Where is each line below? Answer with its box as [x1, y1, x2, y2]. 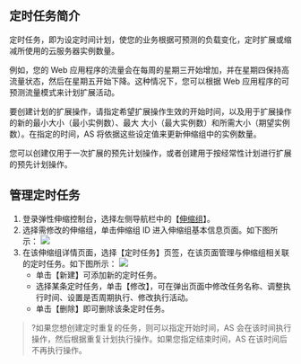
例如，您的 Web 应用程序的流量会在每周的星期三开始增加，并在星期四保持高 [9, 64, 289, 75]
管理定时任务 [9, 188, 81, 203]
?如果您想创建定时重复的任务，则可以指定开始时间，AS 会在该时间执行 [30, 322, 292, 333]
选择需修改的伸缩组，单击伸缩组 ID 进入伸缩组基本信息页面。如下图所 [21, 224, 279, 235]
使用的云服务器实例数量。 [24, 45, 119, 56]
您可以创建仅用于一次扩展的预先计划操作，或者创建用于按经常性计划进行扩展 [9, 147, 292, 158]
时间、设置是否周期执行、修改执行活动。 [43, 291, 193, 303]
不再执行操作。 [30, 344, 87, 355]
